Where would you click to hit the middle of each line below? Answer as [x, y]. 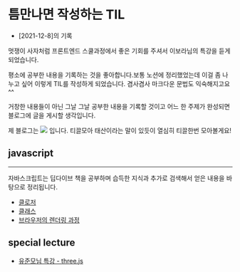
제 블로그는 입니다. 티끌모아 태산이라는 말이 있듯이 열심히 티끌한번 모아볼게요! [120, 130]
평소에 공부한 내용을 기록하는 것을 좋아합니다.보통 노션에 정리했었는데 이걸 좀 [115, 75]
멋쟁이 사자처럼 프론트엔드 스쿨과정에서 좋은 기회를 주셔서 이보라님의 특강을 [113, 51]
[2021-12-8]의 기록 [45, 36]
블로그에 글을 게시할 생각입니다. [52, 115]
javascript [31, 153]
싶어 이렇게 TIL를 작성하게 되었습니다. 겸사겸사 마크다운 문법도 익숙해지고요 [126, 83]
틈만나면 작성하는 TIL [67, 15]
